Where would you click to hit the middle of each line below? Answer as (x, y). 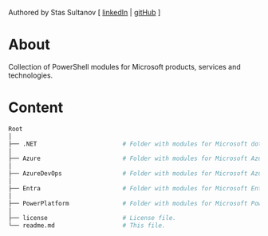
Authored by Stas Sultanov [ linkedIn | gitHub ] (85, 12)
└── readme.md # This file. (87, 226)
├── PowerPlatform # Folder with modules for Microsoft (128, 203)
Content (36, 108)
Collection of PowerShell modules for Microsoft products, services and (124, 66)
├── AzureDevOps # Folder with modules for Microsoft (128, 174)
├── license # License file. (93, 218)
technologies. (31, 75)
